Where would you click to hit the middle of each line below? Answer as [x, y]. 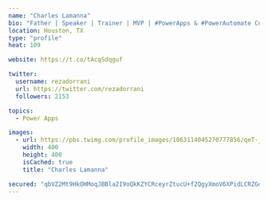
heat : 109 [25, 45]
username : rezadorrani [53, 81]
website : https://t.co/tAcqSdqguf [66, 60]
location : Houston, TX [46, 30]
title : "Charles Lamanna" [66, 169]
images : [21, 132]
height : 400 [42, 155]
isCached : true [48, 162]
